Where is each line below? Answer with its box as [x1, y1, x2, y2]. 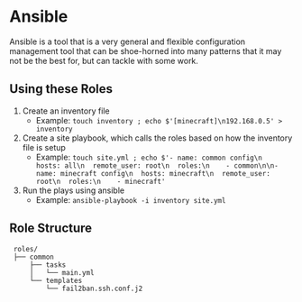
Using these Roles [9, 81, 114, 96]
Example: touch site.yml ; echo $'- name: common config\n [35, 151, 263, 162]
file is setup [22, 142, 66, 152]
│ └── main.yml [29, 268, 95, 277]
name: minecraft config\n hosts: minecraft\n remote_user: [35, 169, 270, 178]
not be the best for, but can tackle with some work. [9, 55, 198, 66]
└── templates [29, 276, 83, 285]
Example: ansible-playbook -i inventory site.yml [35, 194, 226, 205]
